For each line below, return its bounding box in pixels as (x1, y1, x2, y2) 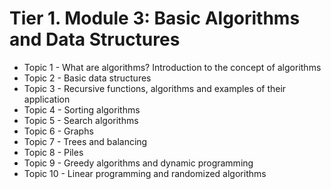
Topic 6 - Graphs (23, 125, 94, 137)
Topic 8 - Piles (23, 146, 84, 158)
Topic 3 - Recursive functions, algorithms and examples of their (23, 82, 287, 94)
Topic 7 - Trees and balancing (23, 135, 148, 147)
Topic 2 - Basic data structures (23, 72, 152, 84)
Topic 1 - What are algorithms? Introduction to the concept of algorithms (23, 61, 322, 73)
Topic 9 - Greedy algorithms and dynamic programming (23, 157, 254, 169)
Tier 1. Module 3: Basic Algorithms (9, 7, 301, 30)
